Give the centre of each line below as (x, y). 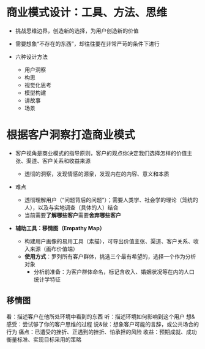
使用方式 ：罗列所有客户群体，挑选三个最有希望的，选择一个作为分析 (110, 256)
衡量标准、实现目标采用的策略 (44, 339)
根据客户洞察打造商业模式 (71, 135)
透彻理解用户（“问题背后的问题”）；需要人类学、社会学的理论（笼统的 (111, 200)
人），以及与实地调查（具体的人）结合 (71, 207)
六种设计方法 (31, 56)
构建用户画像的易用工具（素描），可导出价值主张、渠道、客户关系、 (109, 241)
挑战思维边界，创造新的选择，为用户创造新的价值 (77, 31)
